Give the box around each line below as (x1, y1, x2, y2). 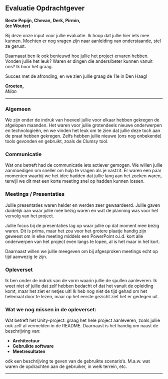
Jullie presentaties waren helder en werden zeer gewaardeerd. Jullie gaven (5, 202, 160, 208)
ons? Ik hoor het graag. (5, 63, 53, 69)
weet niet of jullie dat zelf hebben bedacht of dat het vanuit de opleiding (5, 283, 153, 289)
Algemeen (5, 105, 31, 112)
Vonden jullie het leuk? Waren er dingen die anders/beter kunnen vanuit (5, 58, 153, 64)
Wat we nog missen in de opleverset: (5, 306, 96, 313)
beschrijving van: (5, 328, 41, 334)
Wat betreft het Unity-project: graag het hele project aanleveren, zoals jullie (5, 317, 160, 323)
